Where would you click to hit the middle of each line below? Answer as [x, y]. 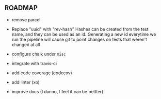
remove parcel [26, 19]
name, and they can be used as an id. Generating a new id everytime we [84, 34]
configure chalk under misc [39, 54]
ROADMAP [21, 8]
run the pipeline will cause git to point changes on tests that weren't [79, 39]
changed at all [26, 44]
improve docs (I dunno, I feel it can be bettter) [57, 91]
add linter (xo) [25, 82]
